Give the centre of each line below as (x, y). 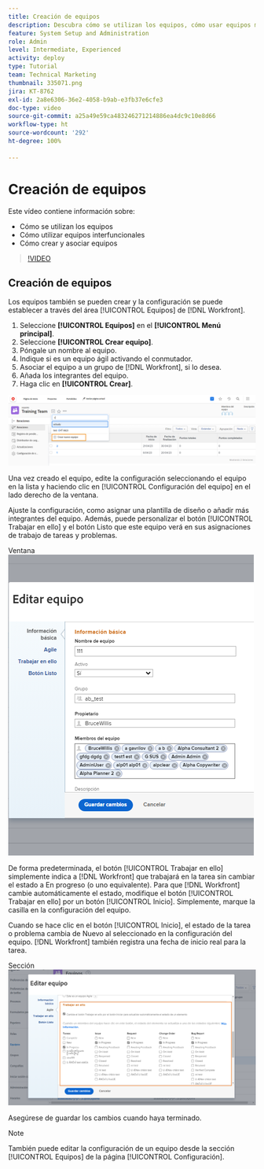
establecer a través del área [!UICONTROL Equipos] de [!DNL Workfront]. (127, 310)
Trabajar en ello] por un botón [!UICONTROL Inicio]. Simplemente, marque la (132, 902)
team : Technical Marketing (52, 75)
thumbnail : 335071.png (45, 83)
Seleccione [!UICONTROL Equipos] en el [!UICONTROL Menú (120, 326)
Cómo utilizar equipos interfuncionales (82, 234)
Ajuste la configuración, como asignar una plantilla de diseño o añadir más (129, 511)
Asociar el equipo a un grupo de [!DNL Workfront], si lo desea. (121, 367)
